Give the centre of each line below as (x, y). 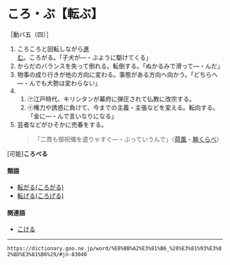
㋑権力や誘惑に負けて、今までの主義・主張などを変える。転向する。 (123, 108)
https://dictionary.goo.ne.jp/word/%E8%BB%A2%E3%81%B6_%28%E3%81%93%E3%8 (115, 249)
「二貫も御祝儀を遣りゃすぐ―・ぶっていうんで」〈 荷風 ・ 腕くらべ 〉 (128, 139)
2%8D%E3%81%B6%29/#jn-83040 (47, 255)
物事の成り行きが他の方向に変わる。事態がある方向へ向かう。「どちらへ (117, 74)
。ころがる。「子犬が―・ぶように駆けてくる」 (88, 57)
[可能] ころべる (27, 153)
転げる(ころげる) (40, 196)
